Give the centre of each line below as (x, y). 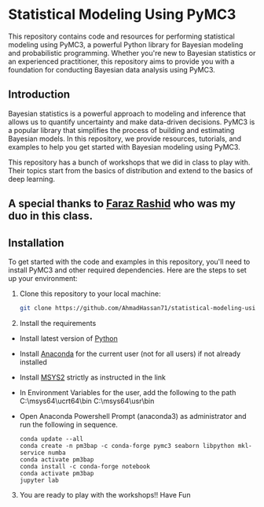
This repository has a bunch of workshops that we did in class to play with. (129, 162)
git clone (36, 308)
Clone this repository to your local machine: (90, 294)
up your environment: (43, 278)
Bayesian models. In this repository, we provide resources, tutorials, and (125, 139)
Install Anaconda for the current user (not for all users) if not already (130, 353)
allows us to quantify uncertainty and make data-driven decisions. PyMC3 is (132, 122)
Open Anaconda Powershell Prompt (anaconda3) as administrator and (133, 416)
